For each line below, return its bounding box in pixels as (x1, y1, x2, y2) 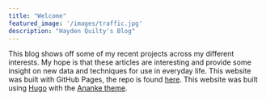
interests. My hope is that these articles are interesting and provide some (8, 57, 252, 67)
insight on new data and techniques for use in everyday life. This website (8, 66, 251, 76)
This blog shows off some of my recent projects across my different (8, 49, 234, 59)
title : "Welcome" (8, 11, 67, 20)
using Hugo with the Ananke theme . (8, 83, 128, 93)
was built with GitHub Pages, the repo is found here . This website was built (8, 74, 259, 85)
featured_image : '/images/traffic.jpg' (8, 19, 143, 27)
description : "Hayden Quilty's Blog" (8, 27, 136, 35)
